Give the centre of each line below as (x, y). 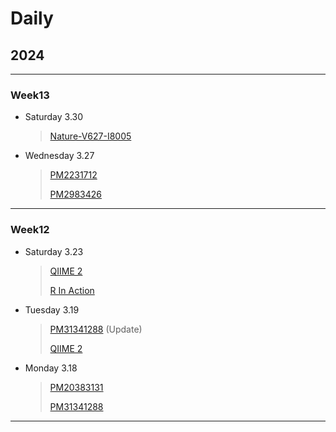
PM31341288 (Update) (96, 329)
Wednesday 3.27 (59, 156)
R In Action (72, 290)
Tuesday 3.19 (52, 309)
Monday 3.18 (51, 368)
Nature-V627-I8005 (90, 136)
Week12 (30, 230)
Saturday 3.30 (54, 117)
